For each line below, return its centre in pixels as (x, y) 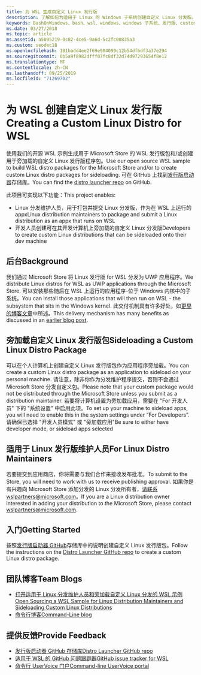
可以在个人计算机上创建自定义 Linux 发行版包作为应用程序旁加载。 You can (98, 365)
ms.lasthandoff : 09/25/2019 (41, 73)
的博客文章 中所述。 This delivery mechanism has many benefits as (88, 313)
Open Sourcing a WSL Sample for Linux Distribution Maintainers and (99, 601)
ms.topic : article (29, 34)
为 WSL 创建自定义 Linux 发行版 (84, 110)
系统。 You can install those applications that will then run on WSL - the (94, 298)
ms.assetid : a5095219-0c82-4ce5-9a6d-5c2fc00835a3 (71, 40)
